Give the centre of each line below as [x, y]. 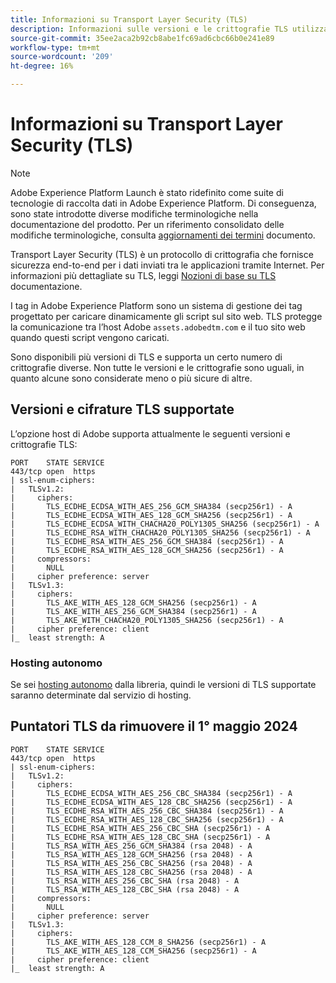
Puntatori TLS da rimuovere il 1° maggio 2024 [154, 726]
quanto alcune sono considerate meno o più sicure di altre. [131, 378]
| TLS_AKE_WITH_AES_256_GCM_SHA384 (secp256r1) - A [133, 611]
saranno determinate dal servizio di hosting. [101, 695]
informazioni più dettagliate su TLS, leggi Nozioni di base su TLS [143, 275]
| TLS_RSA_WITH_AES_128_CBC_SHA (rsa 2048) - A [125, 889]
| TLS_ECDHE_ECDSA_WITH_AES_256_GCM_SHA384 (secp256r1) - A [151, 506]
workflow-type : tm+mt [55, 47]
